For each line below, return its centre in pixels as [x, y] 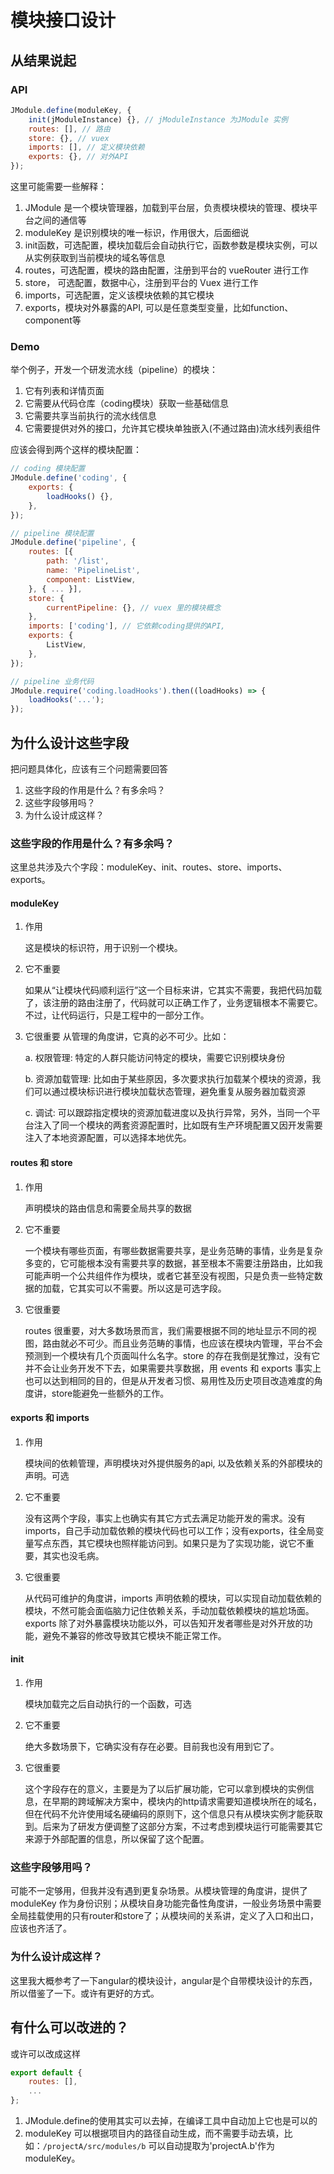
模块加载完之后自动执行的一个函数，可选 [108, 1704]
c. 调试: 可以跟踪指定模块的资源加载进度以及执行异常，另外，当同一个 [168, 1113]
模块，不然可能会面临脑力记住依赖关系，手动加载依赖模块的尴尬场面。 [169, 1610]
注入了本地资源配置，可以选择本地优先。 [108, 1138]
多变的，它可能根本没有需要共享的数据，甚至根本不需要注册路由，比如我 [173, 1263]
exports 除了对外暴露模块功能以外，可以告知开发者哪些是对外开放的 [164, 1623]
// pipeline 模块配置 [52, 533]
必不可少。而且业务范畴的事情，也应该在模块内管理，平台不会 [195, 1343]
